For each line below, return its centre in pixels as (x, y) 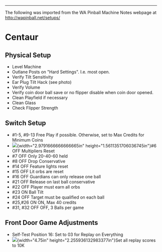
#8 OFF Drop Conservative (39, 161)
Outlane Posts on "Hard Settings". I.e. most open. (61, 72)
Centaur (22, 37)
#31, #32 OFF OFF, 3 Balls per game (48, 207)
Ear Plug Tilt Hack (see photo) (42, 82)
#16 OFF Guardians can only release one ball (56, 176)
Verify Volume (26, 87)
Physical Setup (28, 55)
